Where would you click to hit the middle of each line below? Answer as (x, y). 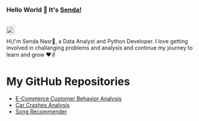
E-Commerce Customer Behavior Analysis (68, 99)
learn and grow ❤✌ (31, 55)
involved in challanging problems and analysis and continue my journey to (99, 48)
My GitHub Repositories (68, 82)
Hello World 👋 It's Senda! (44, 10)
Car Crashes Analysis (42, 105)
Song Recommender (41, 112)
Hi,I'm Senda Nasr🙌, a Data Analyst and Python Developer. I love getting (97, 42)
